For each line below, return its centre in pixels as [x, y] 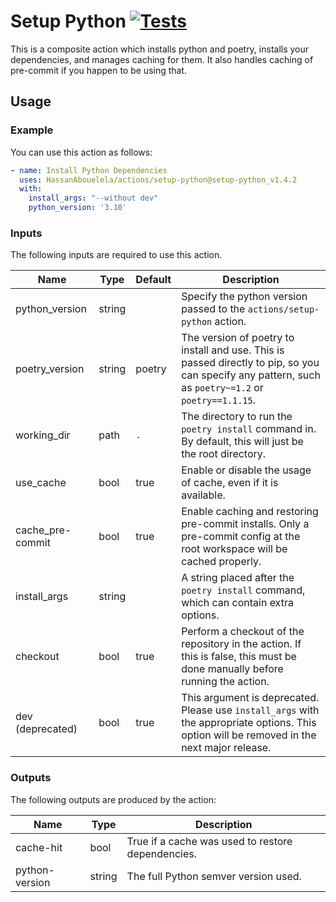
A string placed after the [238, 578]
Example [32, 130]
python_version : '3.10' [78, 208]
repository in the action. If [241, 644]
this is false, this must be [239, 657]
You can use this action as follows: [81, 152]
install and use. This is [233, 350]
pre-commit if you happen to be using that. [99, 70]
